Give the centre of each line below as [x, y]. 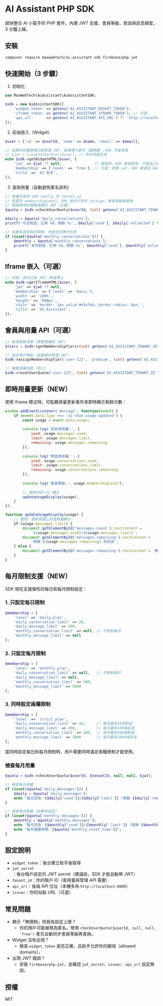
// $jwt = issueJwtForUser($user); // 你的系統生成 [56, 155]
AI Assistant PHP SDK [50, 9]
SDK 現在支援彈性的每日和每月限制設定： [46, 589]
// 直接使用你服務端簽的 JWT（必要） [38, 205]
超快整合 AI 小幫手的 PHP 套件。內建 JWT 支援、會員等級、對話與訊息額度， [81, 23]
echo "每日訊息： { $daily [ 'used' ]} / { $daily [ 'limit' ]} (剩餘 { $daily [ [82, 798]
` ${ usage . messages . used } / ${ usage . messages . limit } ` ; [84, 533]
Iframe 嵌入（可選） [35, 266]
